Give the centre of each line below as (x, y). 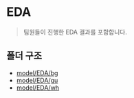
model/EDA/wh (38, 88)
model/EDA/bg (37, 72)
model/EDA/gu (37, 80)
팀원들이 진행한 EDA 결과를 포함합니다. (75, 32)
